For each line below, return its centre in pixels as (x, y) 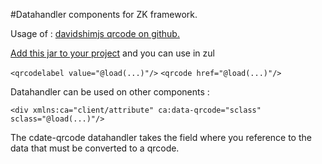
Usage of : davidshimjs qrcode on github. (95, 33)
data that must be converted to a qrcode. (95, 148)
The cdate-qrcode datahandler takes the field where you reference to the (161, 137)
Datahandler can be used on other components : (110, 92)
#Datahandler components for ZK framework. (104, 14)
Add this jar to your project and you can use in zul (112, 53)
